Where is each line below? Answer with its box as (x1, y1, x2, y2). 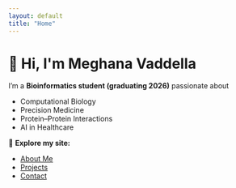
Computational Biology (19, 96, 97, 106)
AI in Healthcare (19, 122, 74, 132)
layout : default (8, 11, 63, 20)
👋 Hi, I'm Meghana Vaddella (8, 54, 196, 73)
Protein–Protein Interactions (19, 114, 113, 124)
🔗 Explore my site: (8, 139, 70, 148)
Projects (19, 163, 48, 173)
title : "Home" (8, 19, 57, 28)
